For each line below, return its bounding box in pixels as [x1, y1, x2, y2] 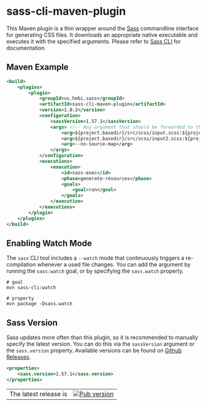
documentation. [6, 44, 47, 52]
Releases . [6, 353, 31, 361]
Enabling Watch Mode [6, 238, 92, 248]
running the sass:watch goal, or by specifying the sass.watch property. [6, 267, 184, 275]
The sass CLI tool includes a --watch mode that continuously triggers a [6, 254, 185, 262]
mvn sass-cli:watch [6, 284, 56, 291]
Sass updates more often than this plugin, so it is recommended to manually [6, 334, 198, 342]
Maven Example [6, 62, 69, 72]
